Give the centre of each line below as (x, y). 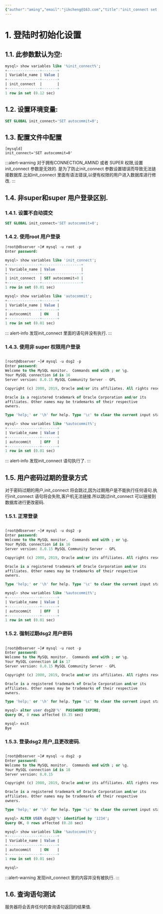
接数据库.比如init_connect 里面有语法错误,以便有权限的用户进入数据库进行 (78, 175)
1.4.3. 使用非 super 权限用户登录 (43, 347)
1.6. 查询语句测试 (30, 894)
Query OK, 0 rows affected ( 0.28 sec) (44, 823)
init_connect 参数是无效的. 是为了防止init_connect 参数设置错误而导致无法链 (81, 169)
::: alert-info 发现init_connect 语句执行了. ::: (48, 461)
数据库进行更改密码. (25, 502)
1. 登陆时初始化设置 (43, 35)
